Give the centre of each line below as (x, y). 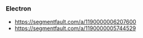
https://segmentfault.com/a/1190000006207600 (75, 22)
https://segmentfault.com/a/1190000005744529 (75, 28)
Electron (19, 9)
